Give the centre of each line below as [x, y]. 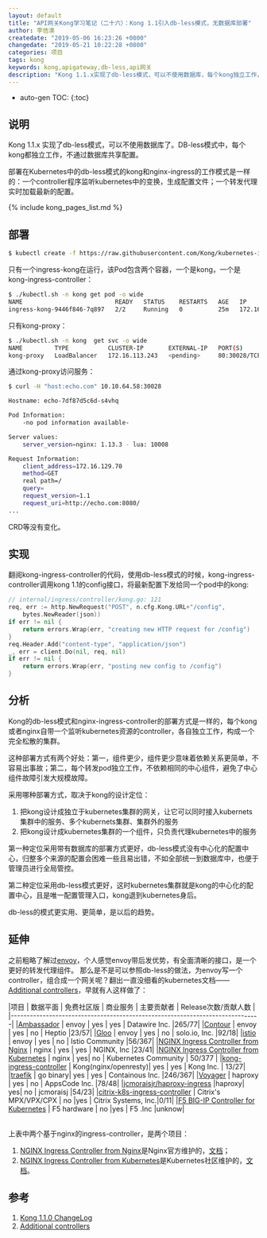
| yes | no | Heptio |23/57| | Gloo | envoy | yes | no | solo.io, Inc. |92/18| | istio [132, 1032]
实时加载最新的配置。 [43, 192]
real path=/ [42, 481]
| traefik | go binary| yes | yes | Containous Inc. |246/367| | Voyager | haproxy [133, 1075]
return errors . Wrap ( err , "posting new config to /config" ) [122, 666]
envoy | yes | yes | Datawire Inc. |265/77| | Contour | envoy [161, 1024]
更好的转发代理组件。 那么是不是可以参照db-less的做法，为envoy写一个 [126, 970]
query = [33, 489]
